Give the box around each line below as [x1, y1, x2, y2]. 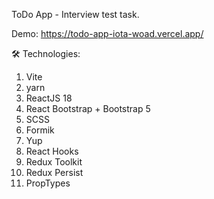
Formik [25, 124, 55, 136]
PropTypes [25, 177, 71, 189]
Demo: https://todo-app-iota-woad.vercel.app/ [11, 28, 204, 39]
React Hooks [25, 145, 79, 157]
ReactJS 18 [25, 92, 73, 104]
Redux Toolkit [25, 156, 83, 168]
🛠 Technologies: [11, 48, 81, 59]
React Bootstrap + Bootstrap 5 [25, 103, 151, 114]
